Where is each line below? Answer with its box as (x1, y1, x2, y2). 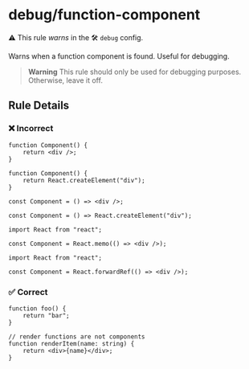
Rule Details (8, 99, 70, 113)
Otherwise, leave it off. (27, 75, 103, 85)
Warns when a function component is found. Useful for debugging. (8, 51, 231, 61)
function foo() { (8, 304, 67, 313)
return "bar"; (22, 311, 70, 319)
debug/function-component (8, 6, 201, 24)
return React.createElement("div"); (22, 176, 146, 184)
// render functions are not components (8, 332, 146, 341)
